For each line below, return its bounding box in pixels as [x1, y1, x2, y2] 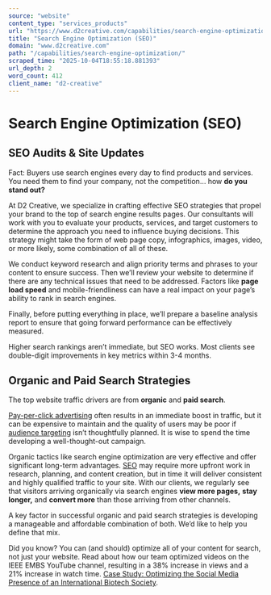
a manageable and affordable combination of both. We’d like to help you [8, 519, 248, 529]
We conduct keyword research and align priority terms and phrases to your [8, 259, 258, 269]
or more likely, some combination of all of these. [8, 243, 169, 253]
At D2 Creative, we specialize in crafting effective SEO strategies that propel [8, 200, 261, 210]
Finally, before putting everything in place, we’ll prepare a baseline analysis [8, 308, 258, 319]
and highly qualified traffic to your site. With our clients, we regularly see [8, 478, 250, 488]
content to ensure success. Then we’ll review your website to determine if [8, 267, 254, 277]
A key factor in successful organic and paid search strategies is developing [8, 510, 258, 521]
